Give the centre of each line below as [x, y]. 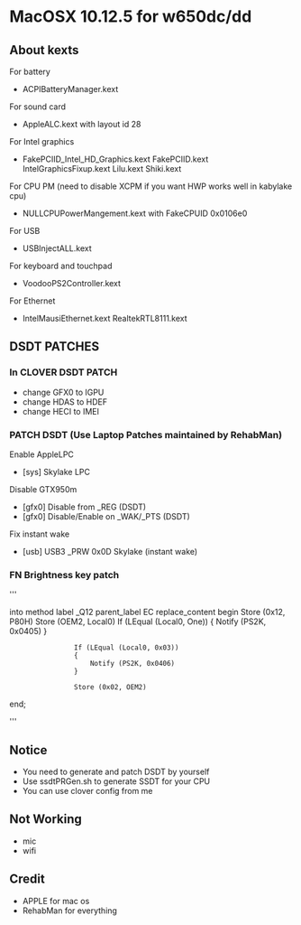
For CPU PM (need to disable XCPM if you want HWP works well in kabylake [151, 186]
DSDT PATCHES [55, 346]
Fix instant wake [40, 534]
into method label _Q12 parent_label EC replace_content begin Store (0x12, [147, 612]
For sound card [37, 107]
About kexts [44, 50]
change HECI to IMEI [60, 411]
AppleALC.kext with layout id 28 [82, 124]
